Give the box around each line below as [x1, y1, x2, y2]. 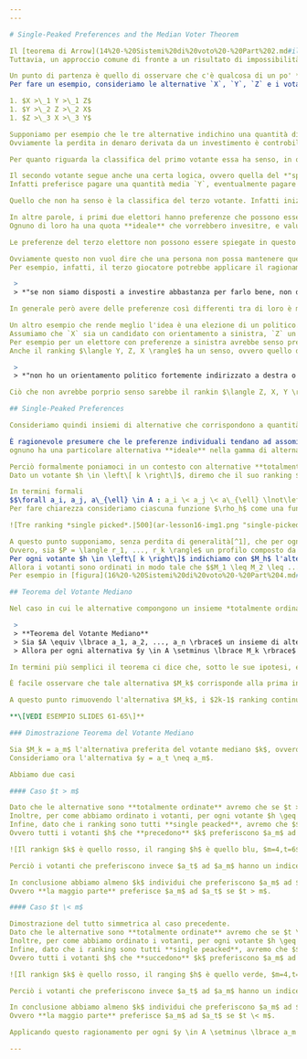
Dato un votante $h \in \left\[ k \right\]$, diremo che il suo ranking [9, 471, 292, 480]
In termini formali [9, 487, 84, 496]
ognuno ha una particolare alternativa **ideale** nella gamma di [9, 445, 268, 455]
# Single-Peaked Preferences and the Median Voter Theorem [9, 29, 239, 39]
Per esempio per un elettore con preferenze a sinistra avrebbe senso [9, 337, 284, 347]
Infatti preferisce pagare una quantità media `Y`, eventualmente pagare [9, 180, 297, 189]
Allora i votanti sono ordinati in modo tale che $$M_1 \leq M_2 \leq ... [9, 563, 301, 572]
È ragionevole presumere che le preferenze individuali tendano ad [9, 437, 272, 446]
